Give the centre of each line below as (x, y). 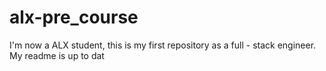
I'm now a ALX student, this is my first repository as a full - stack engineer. (163, 45)
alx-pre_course (74, 17)
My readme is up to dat (57, 55)
